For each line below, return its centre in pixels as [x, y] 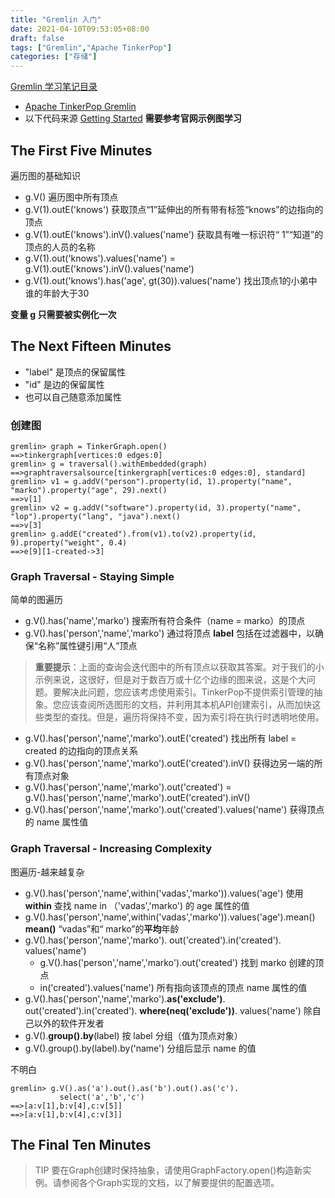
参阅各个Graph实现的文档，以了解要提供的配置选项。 [170, 1183]
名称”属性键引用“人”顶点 [87, 646]
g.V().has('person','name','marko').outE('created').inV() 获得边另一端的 [169, 763]
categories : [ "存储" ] [54, 57]
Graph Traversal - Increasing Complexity [111, 849]
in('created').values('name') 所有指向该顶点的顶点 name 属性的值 [173, 987]
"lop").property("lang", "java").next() [96, 517]
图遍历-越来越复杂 [47, 872]
